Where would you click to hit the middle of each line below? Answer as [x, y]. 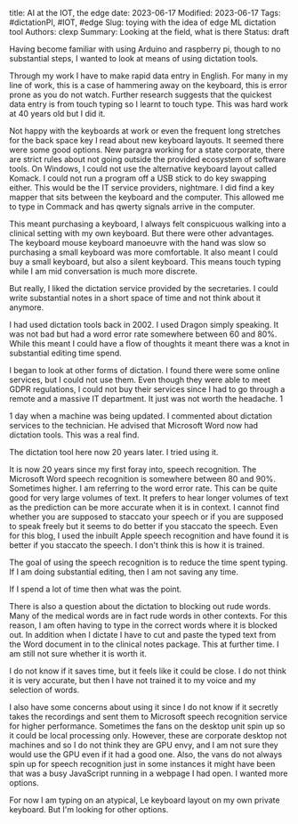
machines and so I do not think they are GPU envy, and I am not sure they [144, 745]
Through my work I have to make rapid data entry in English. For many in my [149, 76]
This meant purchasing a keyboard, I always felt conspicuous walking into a [148, 224]
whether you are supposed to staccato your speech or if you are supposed [146, 517]
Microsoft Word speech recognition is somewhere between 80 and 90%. [142, 479]
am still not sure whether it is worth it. [78, 653]
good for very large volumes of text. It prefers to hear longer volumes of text [149, 498]
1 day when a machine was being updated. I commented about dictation [141, 416]
